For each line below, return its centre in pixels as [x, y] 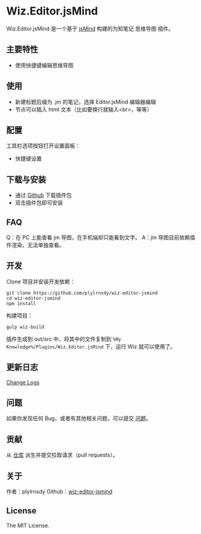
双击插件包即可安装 [39, 203]
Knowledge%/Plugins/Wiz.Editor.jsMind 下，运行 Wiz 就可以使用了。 [91, 346]
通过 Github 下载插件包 [43, 195]
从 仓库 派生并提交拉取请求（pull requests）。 [62, 455]
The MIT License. [28, 525]
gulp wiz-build [25, 327]
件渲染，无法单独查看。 [35, 245]
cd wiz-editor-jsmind [33, 298]
